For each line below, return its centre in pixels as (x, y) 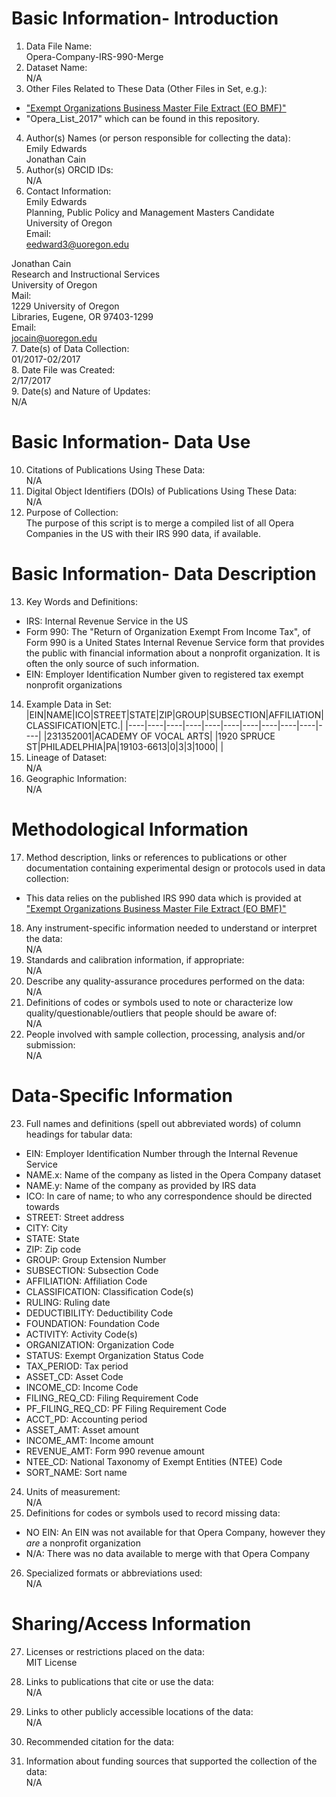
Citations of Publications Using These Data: (115, 469)
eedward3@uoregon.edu (77, 244)
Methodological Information (130, 829)
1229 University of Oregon (65, 306)
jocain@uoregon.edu (54, 338)
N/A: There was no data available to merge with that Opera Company (168, 1553)
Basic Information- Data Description (164, 574)
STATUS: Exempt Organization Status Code (114, 1355)
